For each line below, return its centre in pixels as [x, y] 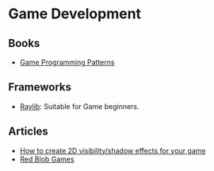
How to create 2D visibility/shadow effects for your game [113, 150]
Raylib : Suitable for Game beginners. [80, 106]
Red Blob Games [47, 159]
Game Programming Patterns [67, 62]
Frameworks [40, 87]
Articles [29, 132]
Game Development [75, 14]
